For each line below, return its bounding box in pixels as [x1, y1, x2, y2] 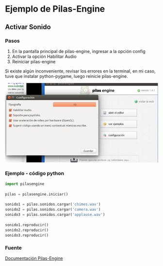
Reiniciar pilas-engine [12, 58, 56, 64]
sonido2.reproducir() [5, 228, 49, 232]
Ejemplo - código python [5, 170, 65, 177]
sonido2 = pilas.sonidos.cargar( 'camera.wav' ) [5, 207, 101, 212]
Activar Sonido [5, 23, 51, 31]
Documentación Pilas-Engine [5, 255, 63, 261]
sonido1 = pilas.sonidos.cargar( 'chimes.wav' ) [5, 202, 101, 207]
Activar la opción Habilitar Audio [12, 53, 77, 59]
